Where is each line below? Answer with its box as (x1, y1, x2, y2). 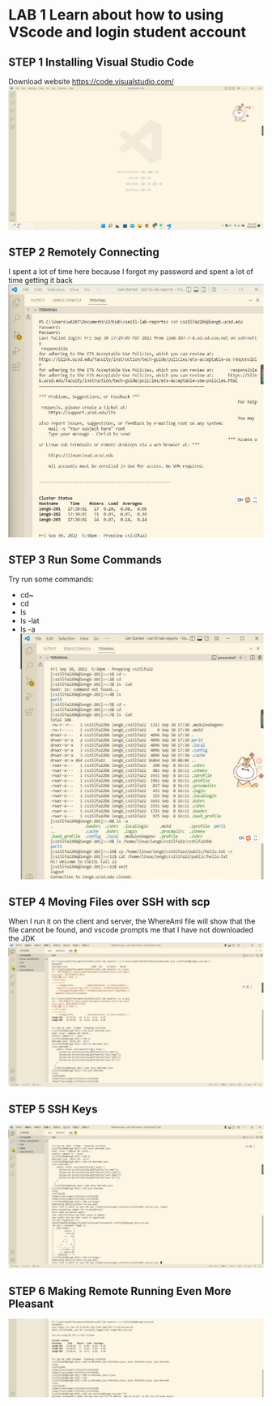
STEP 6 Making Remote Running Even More (8, 1284, 232, 1298)
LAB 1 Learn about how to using (8, 6, 224, 24)
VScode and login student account (8, 23, 247, 41)
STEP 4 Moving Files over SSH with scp (8, 894, 210, 909)
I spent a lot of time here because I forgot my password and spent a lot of (8, 267, 253, 276)
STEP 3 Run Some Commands (8, 553, 162, 567)
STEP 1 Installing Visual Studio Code (8, 55, 194, 69)
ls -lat (19, 616, 40, 626)
